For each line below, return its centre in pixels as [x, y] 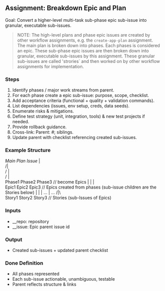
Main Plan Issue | [23, 161]
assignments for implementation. [50, 66]
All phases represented [36, 274]
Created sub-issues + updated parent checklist [60, 250]
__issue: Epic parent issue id [41, 227]
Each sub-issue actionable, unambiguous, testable [64, 279]
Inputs [13, 211]
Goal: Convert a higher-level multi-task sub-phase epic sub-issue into [76, 20]
